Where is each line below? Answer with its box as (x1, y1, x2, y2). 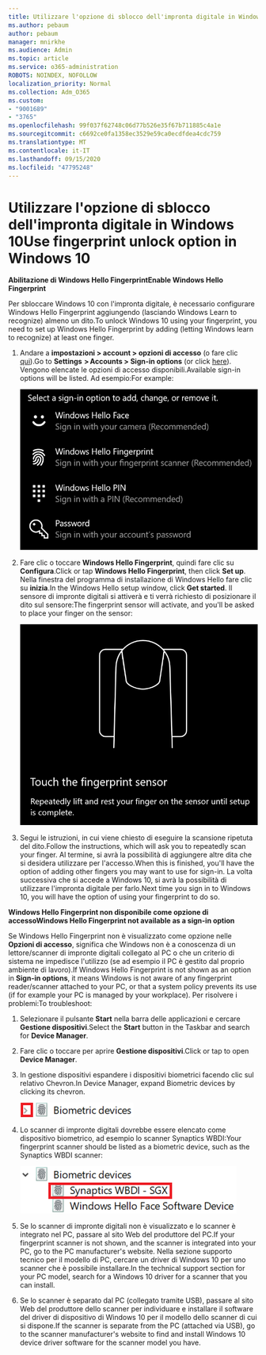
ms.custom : (8, 96, 44, 105)
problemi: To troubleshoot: (8, 998, 93, 1008)
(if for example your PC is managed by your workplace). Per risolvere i (8, 990, 237, 1000)
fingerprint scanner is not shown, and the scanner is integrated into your (19, 1238, 256, 1247)
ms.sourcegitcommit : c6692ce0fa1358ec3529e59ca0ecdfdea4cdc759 (8, 130, 222, 138)
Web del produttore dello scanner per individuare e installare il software (19, 1303, 253, 1313)
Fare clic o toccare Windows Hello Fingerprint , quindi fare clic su (19, 558, 235, 567)
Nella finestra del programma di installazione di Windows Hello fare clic (19, 574, 253, 584)
